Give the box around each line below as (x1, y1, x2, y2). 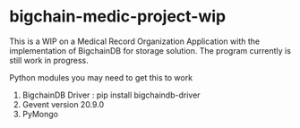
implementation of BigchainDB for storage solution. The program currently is (9, 45, 291, 55)
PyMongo (21, 108, 58, 119)
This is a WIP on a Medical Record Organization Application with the (9, 36, 261, 47)
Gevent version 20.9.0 (21, 98, 105, 109)
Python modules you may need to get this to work (9, 72, 193, 82)
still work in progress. (9, 55, 89, 65)
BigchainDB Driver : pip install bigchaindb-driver (21, 90, 201, 100)
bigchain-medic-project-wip (9, 6, 227, 27)
